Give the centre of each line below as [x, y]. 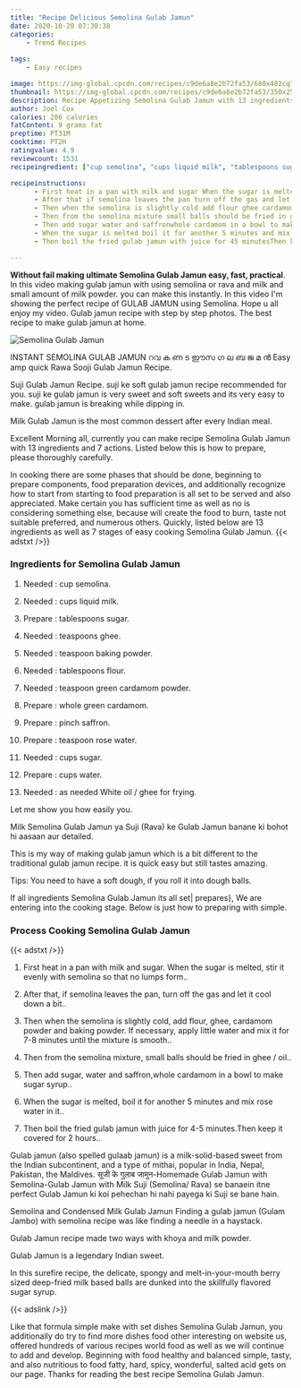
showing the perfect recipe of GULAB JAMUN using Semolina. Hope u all [145, 303]
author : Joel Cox [42, 108]
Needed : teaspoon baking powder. [88, 653]
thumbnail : [30, 92]
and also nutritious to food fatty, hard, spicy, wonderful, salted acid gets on [148, 1365]
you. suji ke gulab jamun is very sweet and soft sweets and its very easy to [147, 394]
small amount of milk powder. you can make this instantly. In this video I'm [146, 294]
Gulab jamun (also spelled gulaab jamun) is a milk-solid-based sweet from [146, 1155]
